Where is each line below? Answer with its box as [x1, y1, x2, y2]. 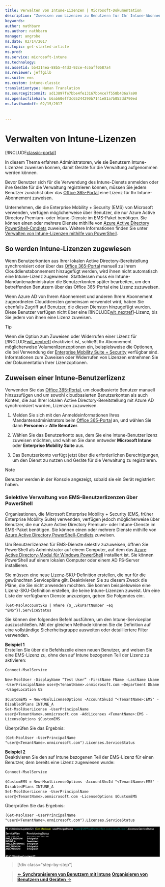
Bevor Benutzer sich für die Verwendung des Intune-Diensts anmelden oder [5, 179, 159, 185]
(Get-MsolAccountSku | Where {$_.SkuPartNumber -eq [5, 603, 113, 608]
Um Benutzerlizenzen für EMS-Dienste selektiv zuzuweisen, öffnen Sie [5, 541, 149, 547]
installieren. [5, 562, 28, 568]
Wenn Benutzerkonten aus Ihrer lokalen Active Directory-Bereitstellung [5, 258, 148, 264]
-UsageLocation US [5, 687, 43, 692]
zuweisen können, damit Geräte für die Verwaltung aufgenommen [24, 165, 158, 171]
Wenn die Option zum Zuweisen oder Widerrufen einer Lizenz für [5, 333, 137, 339]
